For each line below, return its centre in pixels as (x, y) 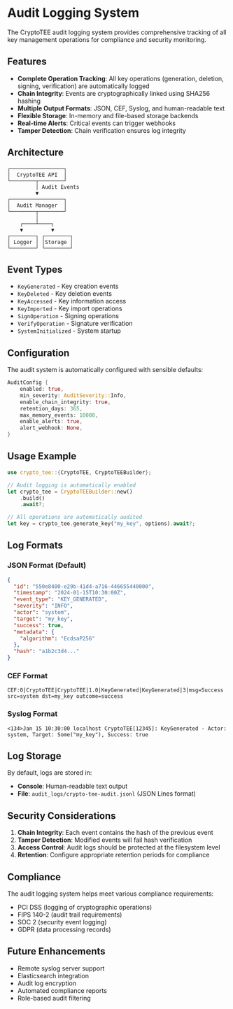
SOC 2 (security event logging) (62, 922)
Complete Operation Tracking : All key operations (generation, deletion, (120, 78)
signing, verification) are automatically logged (83, 86)
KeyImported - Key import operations (70, 308)
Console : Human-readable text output (72, 786)
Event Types (35, 270)
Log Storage (34, 756)
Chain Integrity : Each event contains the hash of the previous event (115, 833)
